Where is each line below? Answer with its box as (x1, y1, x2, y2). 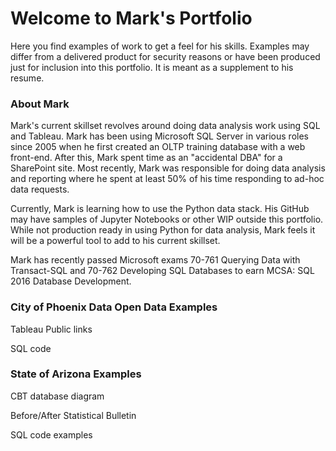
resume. (10, 72, 45, 84)
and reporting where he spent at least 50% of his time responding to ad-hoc (10, 173, 325, 185)
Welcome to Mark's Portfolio (10, 7, 253, 30)
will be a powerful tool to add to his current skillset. (10, 235, 221, 247)
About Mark (10, 97, 70, 111)
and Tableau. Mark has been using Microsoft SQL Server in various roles (10, 130, 309, 142)
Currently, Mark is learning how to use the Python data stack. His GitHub (10, 203, 310, 215)
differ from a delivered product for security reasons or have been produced (10, 50, 321, 62)
